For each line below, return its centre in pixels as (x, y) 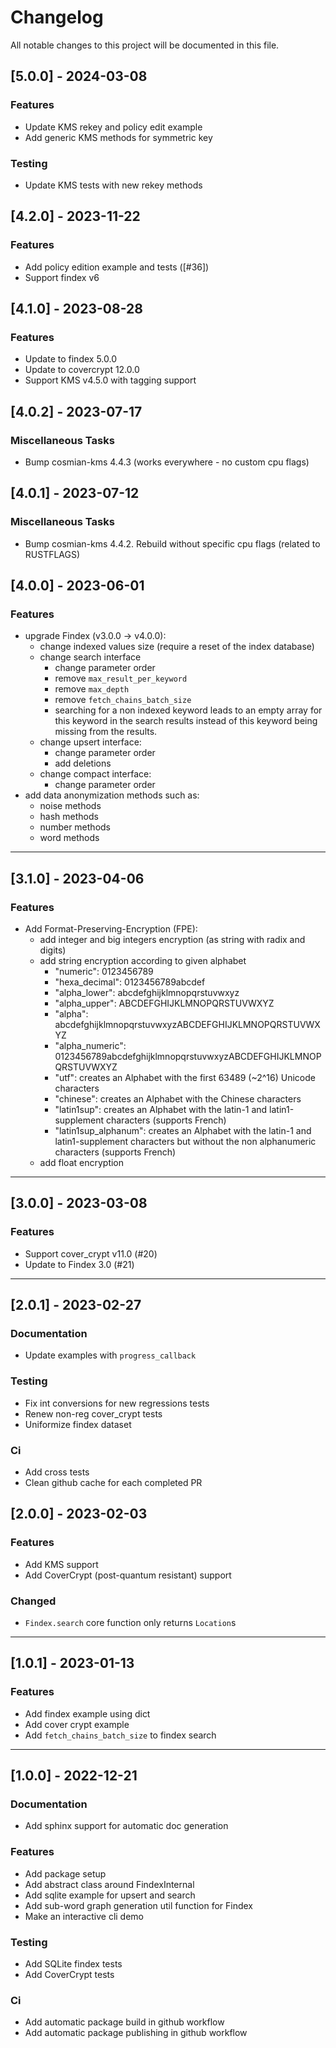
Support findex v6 (62, 277)
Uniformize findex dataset (78, 1424)
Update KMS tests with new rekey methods (113, 185)
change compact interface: (95, 774)
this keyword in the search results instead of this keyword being (186, 721)
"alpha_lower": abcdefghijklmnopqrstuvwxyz (147, 993)
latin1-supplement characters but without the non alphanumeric (185, 1142)
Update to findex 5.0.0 (70, 359)
